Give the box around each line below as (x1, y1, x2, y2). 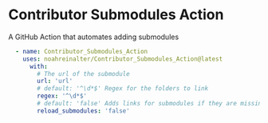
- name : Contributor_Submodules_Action (15, 47, 148, 55)
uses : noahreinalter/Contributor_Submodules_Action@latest (22, 54, 223, 63)
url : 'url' (37, 77, 73, 85)
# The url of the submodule (37, 69, 130, 77)
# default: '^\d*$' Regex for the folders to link (37, 85, 209, 93)
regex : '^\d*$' (37, 92, 88, 101)
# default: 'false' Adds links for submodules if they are (37, 100, 238, 108)
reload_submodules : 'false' (37, 106, 130, 115)
